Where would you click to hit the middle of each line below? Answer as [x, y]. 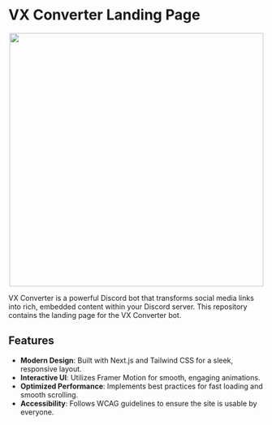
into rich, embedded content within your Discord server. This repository [128, 307]
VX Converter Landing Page [104, 15]
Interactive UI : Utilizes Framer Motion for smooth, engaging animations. [140, 377]
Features [31, 341]
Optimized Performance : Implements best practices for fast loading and [141, 386]
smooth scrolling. [49, 394]
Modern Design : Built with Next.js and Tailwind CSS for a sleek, [127, 360]
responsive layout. [51, 369]
